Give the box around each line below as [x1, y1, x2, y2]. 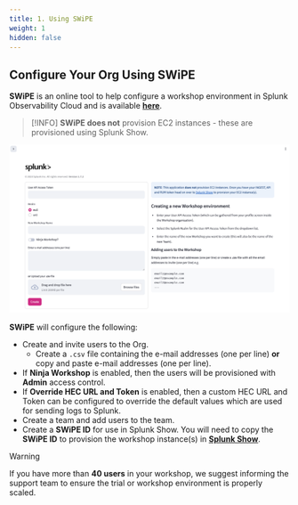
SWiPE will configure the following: [9, 322, 138, 332]
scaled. [9, 486, 36, 498]
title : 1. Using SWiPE [9, 14, 93, 23]
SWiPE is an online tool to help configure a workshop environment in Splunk [9, 91, 288, 102]
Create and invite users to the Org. [21, 338, 149, 349]
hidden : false [9, 33, 62, 42]
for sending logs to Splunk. [21, 405, 122, 416]
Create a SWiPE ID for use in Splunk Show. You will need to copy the [21, 424, 274, 435]
